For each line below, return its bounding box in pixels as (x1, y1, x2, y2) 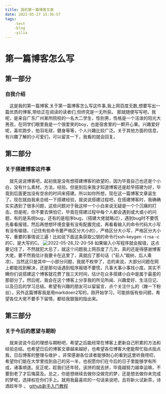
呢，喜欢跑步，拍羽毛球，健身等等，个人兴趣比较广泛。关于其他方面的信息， (5, 127, 161, 133)
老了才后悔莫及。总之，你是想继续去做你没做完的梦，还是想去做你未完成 (13, 371, 161, 377)
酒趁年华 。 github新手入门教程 (5, 383, 68, 389)
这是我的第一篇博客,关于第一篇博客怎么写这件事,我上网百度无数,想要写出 (9, 103, 157, 109)
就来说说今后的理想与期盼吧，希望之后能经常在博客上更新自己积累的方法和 (9, 340, 161, 346)
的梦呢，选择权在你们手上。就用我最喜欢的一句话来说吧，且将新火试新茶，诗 (5, 377, 161, 383)
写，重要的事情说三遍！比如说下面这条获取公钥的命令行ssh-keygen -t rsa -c (5, 233, 160, 239)
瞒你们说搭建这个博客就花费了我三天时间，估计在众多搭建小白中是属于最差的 (5, 271, 161, 277)
